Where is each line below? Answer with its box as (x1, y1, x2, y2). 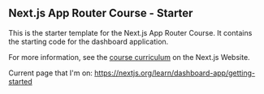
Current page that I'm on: (8, 68, 93, 78)
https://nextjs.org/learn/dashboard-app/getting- (94, 68, 256, 78)
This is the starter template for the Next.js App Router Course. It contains (8, 28, 253, 37)
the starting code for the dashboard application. (8, 36, 169, 46)
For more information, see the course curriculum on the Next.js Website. (8, 52, 250, 62)
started (8, 76, 32, 86)
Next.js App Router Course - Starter (8, 6, 193, 20)
